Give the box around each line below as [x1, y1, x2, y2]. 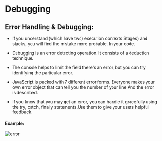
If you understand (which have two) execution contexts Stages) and [12, 35, 148, 41]
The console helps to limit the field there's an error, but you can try [12, 64, 146, 70]
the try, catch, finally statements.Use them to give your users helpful [12, 104, 149, 110]
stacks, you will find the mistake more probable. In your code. [12, 41, 135, 47]
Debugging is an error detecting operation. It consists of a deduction [12, 50, 149, 56]
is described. [12, 90, 38, 95]
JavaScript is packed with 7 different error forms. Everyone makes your [12, 79, 155, 85]
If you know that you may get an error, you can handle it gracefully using [12, 99, 158, 105]
